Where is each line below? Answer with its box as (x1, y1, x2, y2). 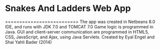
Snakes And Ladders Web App (5, 3, 131, 14)
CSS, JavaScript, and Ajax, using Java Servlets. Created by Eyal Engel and (5, 34, 155, 40)
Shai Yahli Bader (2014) (5, 39, 52, 45)
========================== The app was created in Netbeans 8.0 (5, 19, 156, 24)
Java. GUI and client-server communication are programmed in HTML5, (5, 29, 149, 35)
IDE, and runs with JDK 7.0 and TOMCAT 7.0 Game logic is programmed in (5, 24, 154, 29)
